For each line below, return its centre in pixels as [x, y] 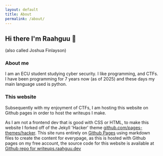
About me [17, 63]
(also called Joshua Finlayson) [36, 51]
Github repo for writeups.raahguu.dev [43, 148]
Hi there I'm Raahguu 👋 [41, 39]
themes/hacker [20, 132]
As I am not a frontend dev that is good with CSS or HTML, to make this [77, 122]
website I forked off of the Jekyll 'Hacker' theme [54, 128]
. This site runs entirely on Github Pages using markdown [93, 132]
